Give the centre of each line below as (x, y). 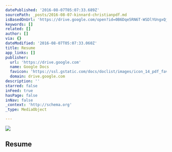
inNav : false (19, 100)
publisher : (17, 57)
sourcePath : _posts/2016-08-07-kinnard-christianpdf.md (66, 15)
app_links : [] (20, 53)
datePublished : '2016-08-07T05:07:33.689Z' (52, 10)
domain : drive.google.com (38, 77)
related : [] (18, 29)
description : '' (23, 81)
